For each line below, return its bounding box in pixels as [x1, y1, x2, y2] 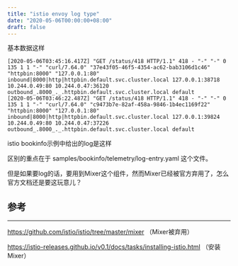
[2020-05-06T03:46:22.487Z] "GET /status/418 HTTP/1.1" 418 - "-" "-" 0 [7, 95, 227, 103]
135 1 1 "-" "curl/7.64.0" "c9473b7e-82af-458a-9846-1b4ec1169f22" [7, 101, 211, 108]
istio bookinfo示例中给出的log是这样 [7, 139, 112, 148]
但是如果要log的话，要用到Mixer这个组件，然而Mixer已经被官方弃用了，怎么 [7, 169, 229, 178]
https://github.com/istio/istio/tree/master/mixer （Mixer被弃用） [7, 228, 193, 236]
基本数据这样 [7, 44, 45, 52]
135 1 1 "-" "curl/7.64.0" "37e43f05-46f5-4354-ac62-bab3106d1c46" [7, 64, 211, 71]
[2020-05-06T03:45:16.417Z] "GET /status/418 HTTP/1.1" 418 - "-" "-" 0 [7, 58, 227, 65]
